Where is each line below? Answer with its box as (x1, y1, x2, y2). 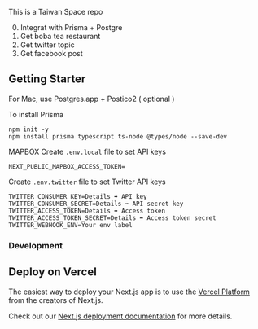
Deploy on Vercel (8, 265, 98, 279)
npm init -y (8, 125, 49, 134)
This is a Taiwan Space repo (8, 7, 103, 16)
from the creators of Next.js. (8, 295, 103, 305)
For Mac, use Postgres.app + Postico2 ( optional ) (8, 94, 175, 103)
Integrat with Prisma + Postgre (20, 23, 123, 32)
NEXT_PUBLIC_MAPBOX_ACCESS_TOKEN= (8, 162, 126, 170)
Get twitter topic (20, 40, 75, 50)
